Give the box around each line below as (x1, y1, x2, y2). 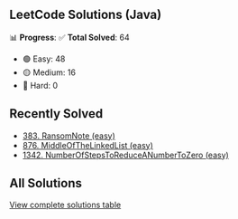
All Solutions (9, 176, 83, 191)
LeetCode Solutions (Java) (9, 7, 162, 23)
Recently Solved (9, 106, 104, 121)
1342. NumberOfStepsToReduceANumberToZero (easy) (22, 149, 230, 160)
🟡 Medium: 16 (22, 67, 77, 78)
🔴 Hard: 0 (22, 80, 59, 90)
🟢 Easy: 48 (22, 53, 66, 64)
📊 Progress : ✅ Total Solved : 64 (9, 32, 130, 43)
